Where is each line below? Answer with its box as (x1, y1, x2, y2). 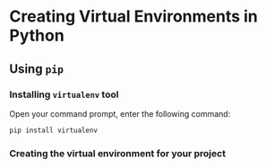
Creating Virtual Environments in (9, 6, 258, 27)
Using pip (9, 61, 64, 76)
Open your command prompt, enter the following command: (9, 108, 231, 119)
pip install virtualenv (9, 126, 99, 135)
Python (9, 25, 64, 46)
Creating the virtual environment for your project (9, 146, 227, 159)
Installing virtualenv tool (9, 88, 119, 101)
